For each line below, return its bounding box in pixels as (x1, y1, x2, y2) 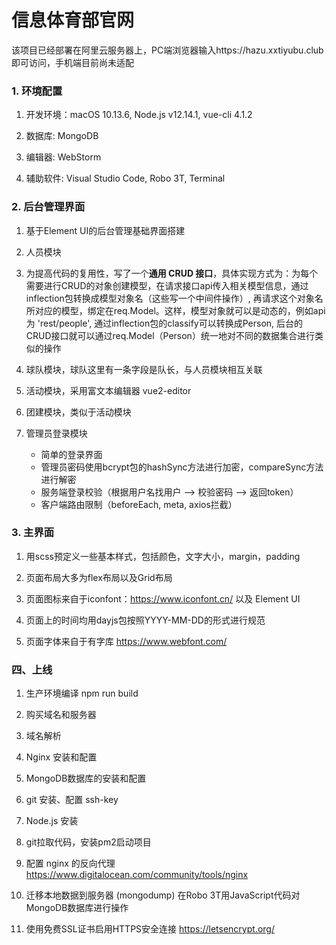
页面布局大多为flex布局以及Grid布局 (25, 571, 173, 583)
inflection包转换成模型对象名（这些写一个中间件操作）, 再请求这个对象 (25, 292, 315, 304)
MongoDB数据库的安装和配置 (25, 772, 147, 785)
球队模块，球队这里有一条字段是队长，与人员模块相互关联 (25, 363, 263, 375)
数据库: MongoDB (25, 130, 99, 142)
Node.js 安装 (25, 815, 79, 827)
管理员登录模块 (25, 427, 88, 439)
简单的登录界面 (40, 448, 103, 460)
